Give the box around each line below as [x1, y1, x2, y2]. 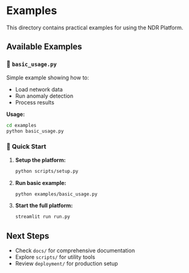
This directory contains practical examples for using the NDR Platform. [6, 24, 184, 31]
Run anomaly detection [15, 92, 74, 100]
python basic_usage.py [6, 128, 64, 134]
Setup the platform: [15, 156, 66, 164]
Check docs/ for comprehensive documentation [15, 247, 135, 254]
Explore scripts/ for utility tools [15, 253, 96, 261]
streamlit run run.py [15, 214, 70, 220]
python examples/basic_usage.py [15, 191, 98, 197]
